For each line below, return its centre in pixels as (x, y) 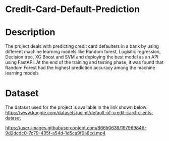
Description (30, 32)
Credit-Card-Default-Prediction (73, 9)
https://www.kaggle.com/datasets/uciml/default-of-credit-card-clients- (79, 113)
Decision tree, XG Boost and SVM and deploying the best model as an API (82, 57)
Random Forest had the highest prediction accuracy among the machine (80, 68)
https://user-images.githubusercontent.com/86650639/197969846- (76, 128)
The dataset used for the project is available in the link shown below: (76, 107)
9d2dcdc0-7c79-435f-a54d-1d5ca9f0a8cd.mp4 (55, 133)
